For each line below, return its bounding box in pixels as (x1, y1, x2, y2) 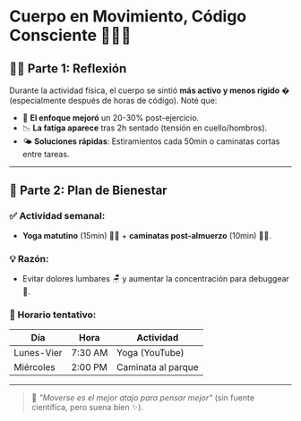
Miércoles (13, 361, 56, 374)
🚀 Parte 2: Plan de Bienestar (9, 183, 168, 198)
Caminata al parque (116, 361, 199, 374)
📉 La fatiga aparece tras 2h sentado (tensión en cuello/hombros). (21, 122, 268, 133)
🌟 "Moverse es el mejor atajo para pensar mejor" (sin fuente (30, 392, 255, 403)
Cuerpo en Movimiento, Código (9, 6, 247, 27)
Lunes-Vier (13, 347, 63, 359)
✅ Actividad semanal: (9, 210, 106, 223)
